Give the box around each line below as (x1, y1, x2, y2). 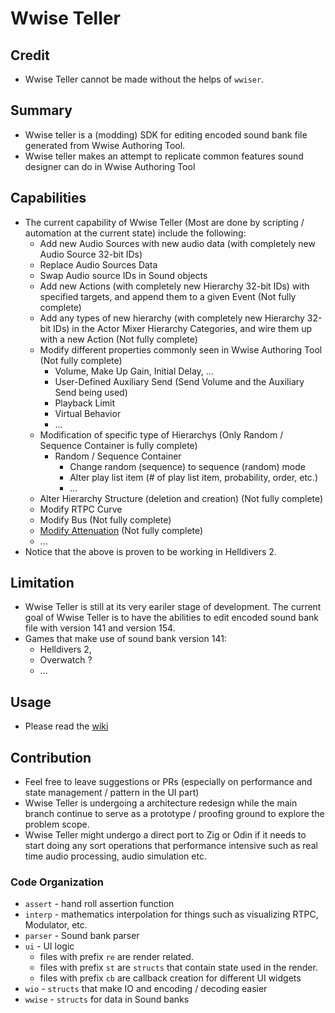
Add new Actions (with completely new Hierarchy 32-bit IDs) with (39, 280, 310, 292)
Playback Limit (54, 397, 116, 409)
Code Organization (10, 875, 104, 889)
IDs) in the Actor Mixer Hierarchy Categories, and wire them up (53, 322, 313, 334)
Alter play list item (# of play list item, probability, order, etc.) (69, 471, 319, 483)
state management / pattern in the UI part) (24, 787, 200, 799)
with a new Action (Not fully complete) (39, 333, 198, 345)
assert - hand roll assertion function (24, 898, 175, 910)
